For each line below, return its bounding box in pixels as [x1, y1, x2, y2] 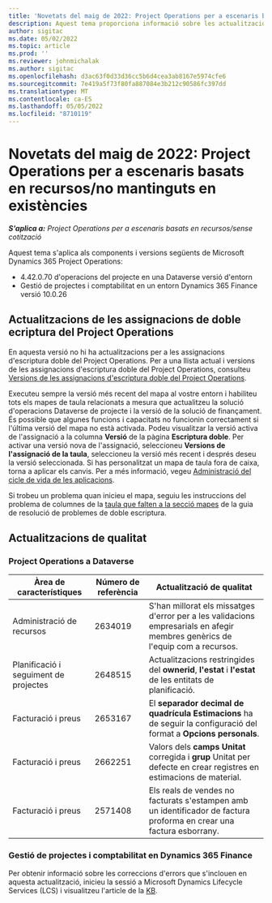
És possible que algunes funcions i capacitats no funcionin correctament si [8, 415, 259, 424]
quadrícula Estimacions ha [148, 707, 253, 719]
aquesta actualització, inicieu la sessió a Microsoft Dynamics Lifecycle [8, 877, 243, 887]
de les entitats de [148, 674, 215, 686]
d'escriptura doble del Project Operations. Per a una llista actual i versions [8, 355, 256, 365]
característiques [17, 587, 83, 598]
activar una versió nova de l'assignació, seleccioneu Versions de [8, 440, 226, 450]
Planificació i [12, 659, 62, 670]
